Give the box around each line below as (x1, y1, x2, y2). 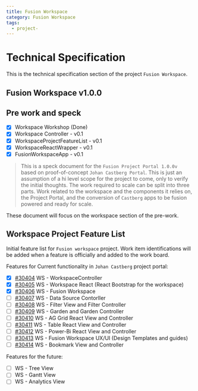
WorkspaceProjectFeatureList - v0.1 (14, 137, 102, 144)
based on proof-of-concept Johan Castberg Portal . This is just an (20, 169, 183, 176)
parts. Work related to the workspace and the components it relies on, (20, 188, 193, 195)
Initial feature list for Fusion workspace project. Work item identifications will (6, 245, 191, 252)
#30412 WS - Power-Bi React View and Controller (14, 328, 137, 335)
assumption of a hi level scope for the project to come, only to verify (20, 175, 188, 182)
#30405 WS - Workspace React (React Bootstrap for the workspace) (14, 280, 184, 288)
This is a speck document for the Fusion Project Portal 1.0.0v (20, 162, 178, 169)
